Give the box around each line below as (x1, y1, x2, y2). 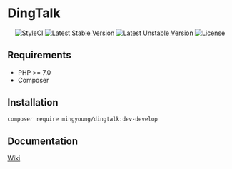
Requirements (7, 49, 71, 61)
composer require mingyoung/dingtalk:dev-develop (7, 116, 158, 123)
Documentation (7, 135, 79, 147)
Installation (7, 96, 59, 108)
